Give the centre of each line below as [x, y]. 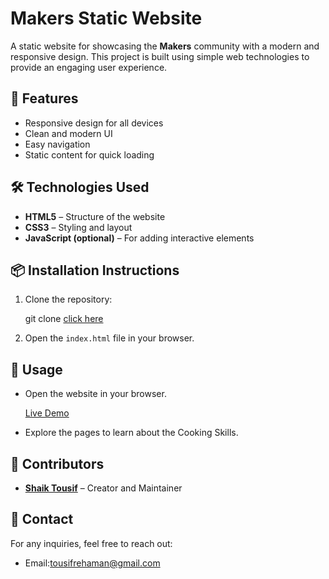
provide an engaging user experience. [89, 67]
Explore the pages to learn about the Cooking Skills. [131, 433]
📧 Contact [42, 519]
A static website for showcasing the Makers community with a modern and [165, 46]
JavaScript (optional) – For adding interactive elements [139, 238]
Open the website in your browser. [95, 394]
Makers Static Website [106, 18]
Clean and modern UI [68, 133]
